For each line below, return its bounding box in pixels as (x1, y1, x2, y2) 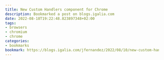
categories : (5, 39, 29, 44)
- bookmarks (5, 43, 29, 48)
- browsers (5, 25, 27, 30)
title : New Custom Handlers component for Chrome (5, 7, 108, 12)
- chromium (5, 30, 27, 34)
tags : (5, 20, 16, 26)
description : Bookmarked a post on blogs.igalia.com (5, 12, 115, 16)
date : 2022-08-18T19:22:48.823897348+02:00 (5, 16, 95, 21)
